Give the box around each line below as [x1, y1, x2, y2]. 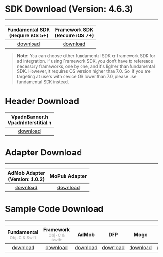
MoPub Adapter [49, 172, 87, 179]
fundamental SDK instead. [16, 79, 69, 85]
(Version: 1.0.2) [8, 176, 45, 183]
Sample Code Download [5, 204, 104, 214]
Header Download [5, 96, 79, 107]
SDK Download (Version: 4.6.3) [5, 3, 133, 15]
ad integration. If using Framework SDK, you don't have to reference [16, 58, 154, 64]
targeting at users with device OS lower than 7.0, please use [16, 73, 137, 79]
